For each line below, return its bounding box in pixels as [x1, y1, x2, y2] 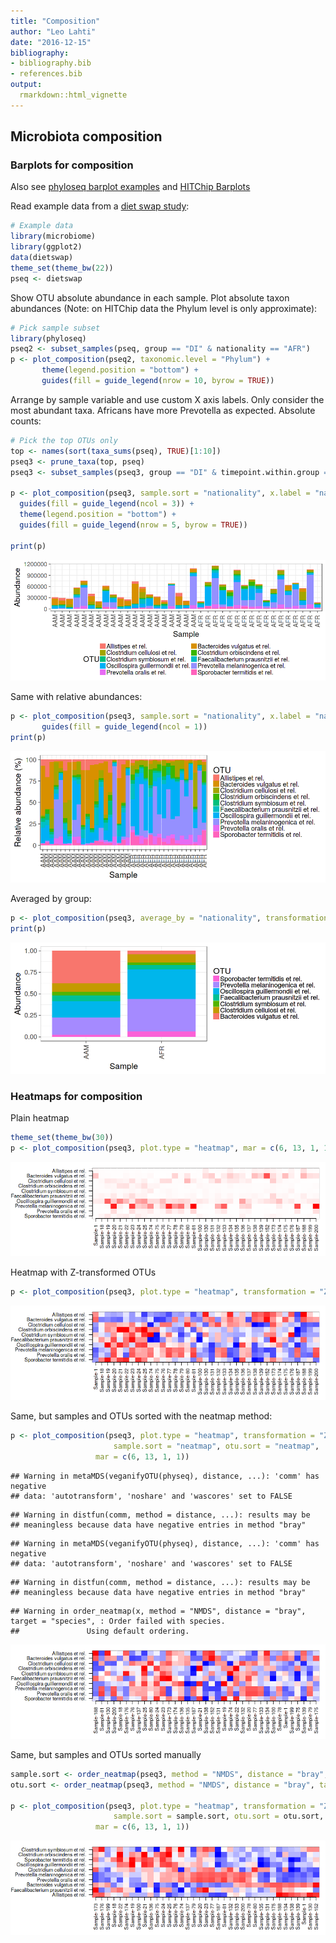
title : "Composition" [10, 16, 101, 26]
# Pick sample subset [10, 323, 101, 333]
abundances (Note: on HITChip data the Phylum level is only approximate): [10, 302, 318, 314]
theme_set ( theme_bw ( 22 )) [10, 263, 114, 273]
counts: [10, 415, 42, 427]
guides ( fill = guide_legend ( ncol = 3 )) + [19, 499, 195, 509]
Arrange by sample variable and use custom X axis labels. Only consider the [10, 393, 325, 405]
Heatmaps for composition [10, 1089, 143, 1103]
